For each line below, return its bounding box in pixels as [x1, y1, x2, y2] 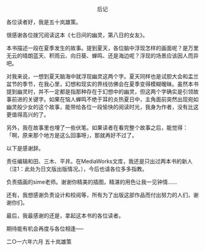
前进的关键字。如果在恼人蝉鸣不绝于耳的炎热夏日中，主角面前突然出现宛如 [11, 96, 199, 103]
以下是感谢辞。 [6, 144, 44, 152]
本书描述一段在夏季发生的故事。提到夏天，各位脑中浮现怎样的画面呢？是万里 [6, 45, 199, 51]
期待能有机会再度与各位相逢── [6, 225, 84, 232]
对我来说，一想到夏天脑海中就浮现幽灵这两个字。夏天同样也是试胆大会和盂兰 [6, 73, 199, 80]
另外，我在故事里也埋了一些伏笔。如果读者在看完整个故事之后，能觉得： [6, 124, 188, 131]
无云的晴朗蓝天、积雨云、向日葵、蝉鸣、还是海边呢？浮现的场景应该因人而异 [6, 52, 199, 59]
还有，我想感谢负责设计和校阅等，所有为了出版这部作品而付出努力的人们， [6, 192, 193, 198]
